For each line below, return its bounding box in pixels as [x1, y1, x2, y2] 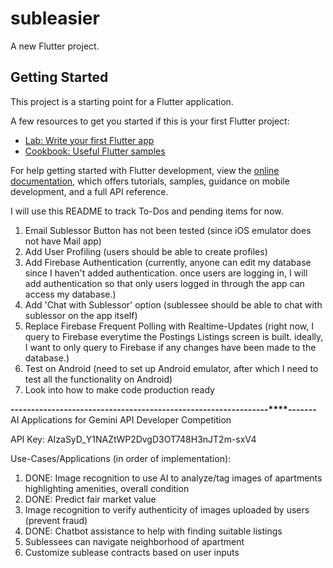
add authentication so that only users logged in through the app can [24, 277, 305, 289]
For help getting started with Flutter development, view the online [10, 164, 280, 176]
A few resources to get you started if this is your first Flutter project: [10, 115, 290, 127]
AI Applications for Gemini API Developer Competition [10, 413, 232, 426]
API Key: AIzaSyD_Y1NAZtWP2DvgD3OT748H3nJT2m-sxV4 [10, 433, 257, 445]
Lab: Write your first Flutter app [24, 134, 155, 146]
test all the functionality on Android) [24, 373, 173, 385]
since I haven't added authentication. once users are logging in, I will [24, 267, 308, 279]
